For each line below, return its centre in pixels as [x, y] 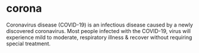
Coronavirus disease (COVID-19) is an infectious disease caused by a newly [99, 25]
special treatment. [28, 44]
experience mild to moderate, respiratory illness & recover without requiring [99, 37]
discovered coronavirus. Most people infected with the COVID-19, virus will [99, 31]
